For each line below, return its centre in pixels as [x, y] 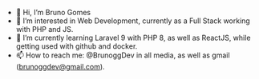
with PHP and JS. [45, 29]
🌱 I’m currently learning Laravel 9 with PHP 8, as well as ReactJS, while [133, 38]
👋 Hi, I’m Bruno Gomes [53, 12]
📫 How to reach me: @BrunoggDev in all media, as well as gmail [123, 55]
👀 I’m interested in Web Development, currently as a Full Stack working [133, 21]
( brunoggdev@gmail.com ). [61, 67]
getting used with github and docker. [77, 46]
